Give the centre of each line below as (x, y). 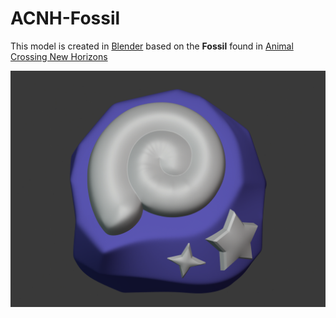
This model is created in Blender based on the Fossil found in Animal (152, 46)
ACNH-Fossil (65, 18)
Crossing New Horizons (59, 56)
